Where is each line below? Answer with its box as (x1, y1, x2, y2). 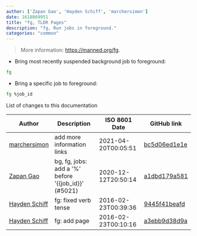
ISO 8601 (105, 116, 133, 124)
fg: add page (55, 217, 90, 225)
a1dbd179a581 (144, 171, 188, 180)
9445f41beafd (144, 200, 185, 208)
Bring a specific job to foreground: (14, 80, 98, 87)
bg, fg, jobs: (55, 157, 87, 165)
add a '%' (55, 164, 81, 173)
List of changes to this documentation (6, 102, 98, 109)
